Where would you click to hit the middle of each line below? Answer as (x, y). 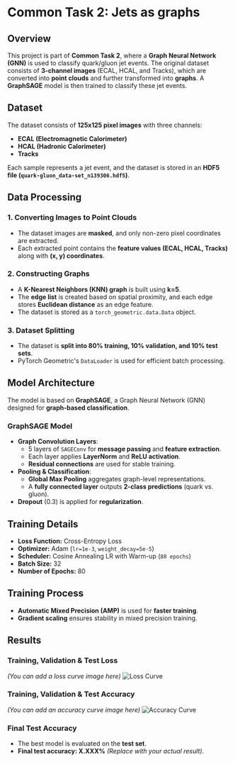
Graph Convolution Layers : (58, 442)
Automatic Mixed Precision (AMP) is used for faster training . (108, 610)
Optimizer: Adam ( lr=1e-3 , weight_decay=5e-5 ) (86, 549)
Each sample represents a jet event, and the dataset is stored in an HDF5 (114, 167)
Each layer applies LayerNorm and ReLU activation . (104, 456)
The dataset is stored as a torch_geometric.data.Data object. (107, 312)
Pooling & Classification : (55, 471)
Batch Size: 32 (39, 564)
